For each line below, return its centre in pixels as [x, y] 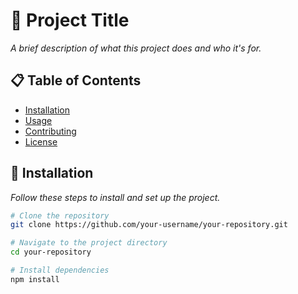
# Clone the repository [60, 215]
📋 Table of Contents [76, 80]
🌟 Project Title [70, 20]
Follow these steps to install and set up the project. [115, 197]
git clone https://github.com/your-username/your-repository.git [149, 225]
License [41, 141]
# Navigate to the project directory [89, 243]
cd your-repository [51, 252]
